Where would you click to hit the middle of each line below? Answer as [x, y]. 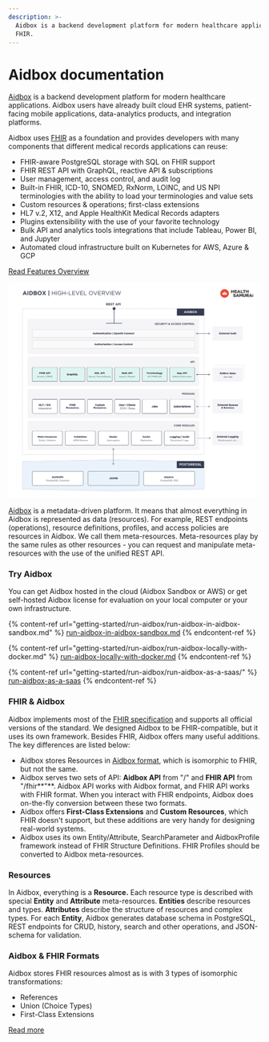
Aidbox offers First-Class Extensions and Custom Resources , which [134, 812]
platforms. [25, 122]
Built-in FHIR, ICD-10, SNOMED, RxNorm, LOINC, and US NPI [120, 188]
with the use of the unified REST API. [104, 553]
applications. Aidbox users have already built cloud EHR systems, [116, 105]
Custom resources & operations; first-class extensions [110, 205]
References [39, 997]
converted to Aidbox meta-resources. [82, 854]
